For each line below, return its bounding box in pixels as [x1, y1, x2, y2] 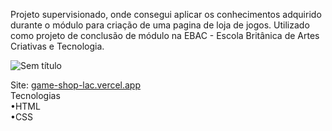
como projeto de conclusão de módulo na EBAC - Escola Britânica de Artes [10, 30, 320, 41]
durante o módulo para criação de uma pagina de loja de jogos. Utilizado [10, 19, 310, 31]
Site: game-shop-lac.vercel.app [10, 79, 142, 91]
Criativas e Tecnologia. [10, 40, 105, 52]
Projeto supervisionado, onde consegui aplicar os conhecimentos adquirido [10, 9, 322, 20]
